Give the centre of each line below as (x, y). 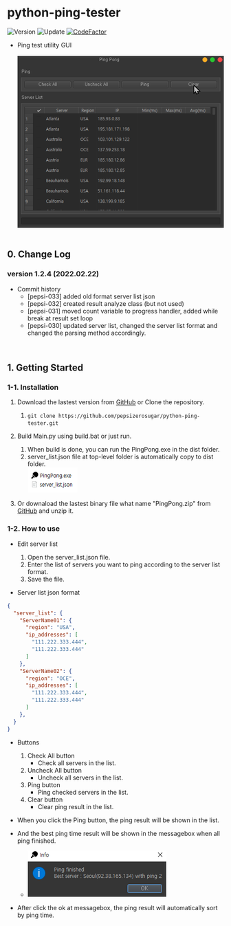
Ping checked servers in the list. (83, 792)
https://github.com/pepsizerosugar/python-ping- (129, 416)
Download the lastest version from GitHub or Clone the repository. (111, 402)
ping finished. (36, 841)
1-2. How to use (34, 529)
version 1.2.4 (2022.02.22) (53, 274)
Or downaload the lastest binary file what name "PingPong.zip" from (114, 504)
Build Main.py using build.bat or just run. (74, 436)
